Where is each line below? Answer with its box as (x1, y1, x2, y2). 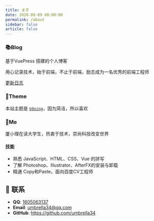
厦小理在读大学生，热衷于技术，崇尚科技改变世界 (5, 131, 109, 137)
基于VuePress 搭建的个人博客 (5, 58, 68, 64)
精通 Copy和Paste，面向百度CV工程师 (12, 169, 93, 175)
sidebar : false (5, 22, 38, 27)
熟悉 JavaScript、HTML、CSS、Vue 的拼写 (12, 156, 105, 162)
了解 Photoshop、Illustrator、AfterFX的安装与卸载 (12, 162, 119, 168)
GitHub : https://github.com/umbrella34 (12, 210, 96, 216)
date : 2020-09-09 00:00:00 (5, 12, 63, 17)
